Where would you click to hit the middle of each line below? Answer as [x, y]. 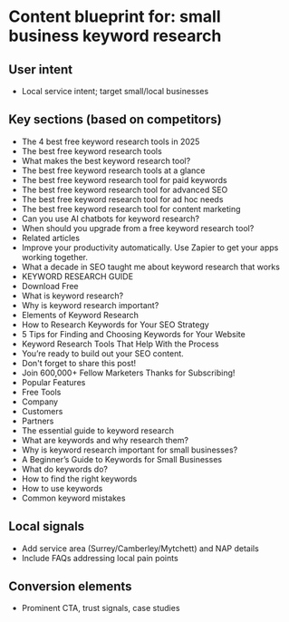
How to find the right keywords [79, 479]
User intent [41, 69]
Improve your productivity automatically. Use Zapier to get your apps [150, 248]
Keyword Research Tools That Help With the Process [120, 344]
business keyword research [115, 36]
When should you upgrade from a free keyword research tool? [138, 228]
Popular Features [53, 382]
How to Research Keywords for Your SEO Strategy [115, 325]
